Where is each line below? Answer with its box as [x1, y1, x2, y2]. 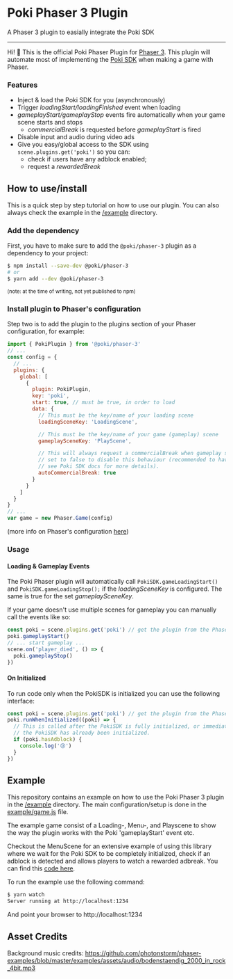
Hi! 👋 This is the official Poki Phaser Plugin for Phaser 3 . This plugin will [7, 47, 211, 56]
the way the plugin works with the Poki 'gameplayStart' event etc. [7, 829, 195, 837]
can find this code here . [7, 864, 75, 873]
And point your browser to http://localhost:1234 [7, 910, 143, 919]
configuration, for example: [7, 327, 85, 335]
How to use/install [7, 182, 87, 194]
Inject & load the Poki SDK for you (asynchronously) [17, 96, 166, 104]
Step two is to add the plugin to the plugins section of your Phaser [7, 320, 196, 328]
